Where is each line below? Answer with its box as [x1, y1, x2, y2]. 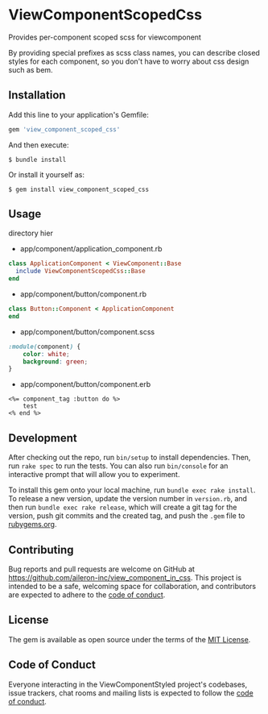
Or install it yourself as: [8, 169, 85, 179]
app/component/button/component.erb [19, 380, 151, 389]
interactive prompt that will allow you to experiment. [8, 470, 180, 479]
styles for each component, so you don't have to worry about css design [8, 56, 249, 66]
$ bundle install [8, 156, 67, 164]
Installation [8, 89, 66, 102]
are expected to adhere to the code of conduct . [8, 590, 166, 600]
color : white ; [23, 350, 70, 358]
